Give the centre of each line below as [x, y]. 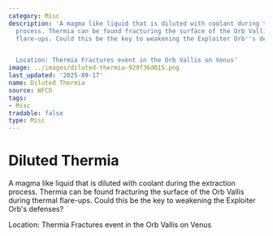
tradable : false [36, 113]
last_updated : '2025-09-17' [56, 75]
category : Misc [34, 16]
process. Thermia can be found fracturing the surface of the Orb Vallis [126, 192]
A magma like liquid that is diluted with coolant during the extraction [122, 183]
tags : [17, 98]
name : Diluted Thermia [47, 83]
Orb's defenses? [36, 209]
